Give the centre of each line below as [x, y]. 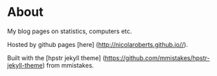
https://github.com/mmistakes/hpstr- [157, 58]
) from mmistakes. [68, 65]
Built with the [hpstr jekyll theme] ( [56, 58]
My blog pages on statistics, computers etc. [70, 31]
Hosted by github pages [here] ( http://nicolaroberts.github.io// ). [98, 44]
